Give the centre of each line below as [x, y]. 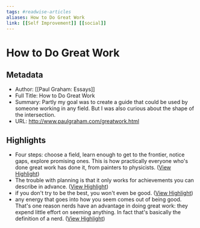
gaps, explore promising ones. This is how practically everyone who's [102, 161]
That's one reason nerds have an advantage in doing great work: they [102, 206]
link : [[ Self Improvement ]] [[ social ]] [56, 23]
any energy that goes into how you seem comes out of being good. [98, 200]
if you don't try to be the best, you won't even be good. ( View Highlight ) [104, 193]
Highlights [26, 140]
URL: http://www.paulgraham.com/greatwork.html [77, 122]
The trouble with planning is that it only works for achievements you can [105, 180]
